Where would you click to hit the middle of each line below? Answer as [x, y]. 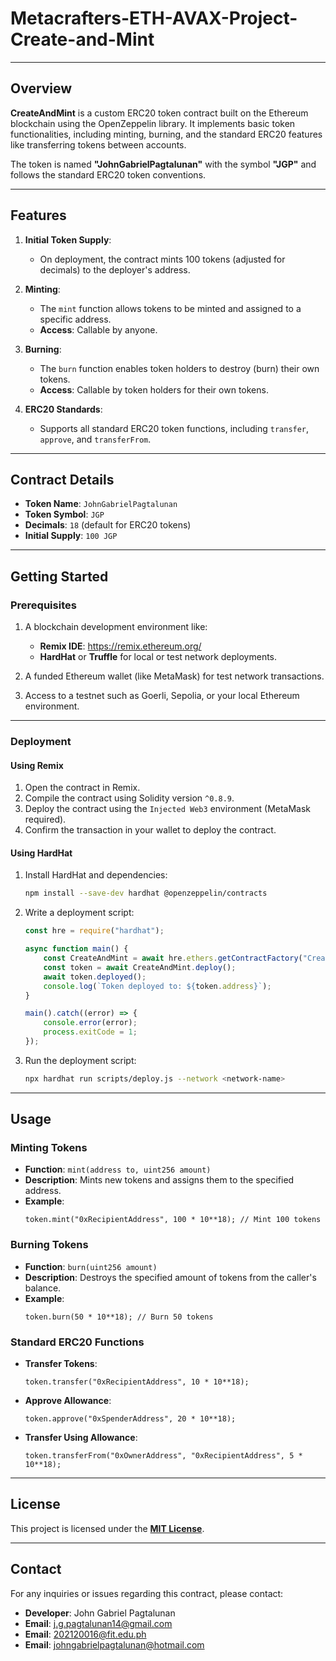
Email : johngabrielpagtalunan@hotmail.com [114, 1644]
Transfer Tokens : [61, 1364]
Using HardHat [41, 853]
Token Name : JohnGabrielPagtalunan [101, 504]
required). [45, 819]
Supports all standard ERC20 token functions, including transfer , [174, 428]
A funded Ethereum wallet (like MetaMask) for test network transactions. [174, 676]
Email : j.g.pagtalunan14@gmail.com [98, 1623]
